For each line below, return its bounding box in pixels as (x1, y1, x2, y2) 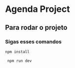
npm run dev (7, 58, 32, 63)
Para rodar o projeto (5, 23, 68, 32)
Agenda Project (5, 3, 70, 15)
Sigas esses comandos (5, 38, 62, 45)
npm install (5, 49, 30, 54)
